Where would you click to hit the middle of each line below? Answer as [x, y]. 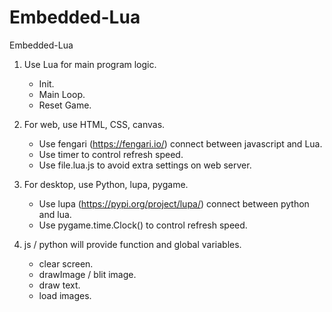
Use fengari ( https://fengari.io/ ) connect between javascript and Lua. [180, 143]
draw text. [59, 285]
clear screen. [66, 263]
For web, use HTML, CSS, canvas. [94, 124]
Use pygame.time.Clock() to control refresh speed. [143, 225]
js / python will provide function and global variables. [132, 244]
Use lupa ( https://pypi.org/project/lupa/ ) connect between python [174, 203]
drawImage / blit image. [87, 274]
